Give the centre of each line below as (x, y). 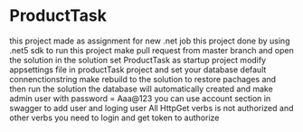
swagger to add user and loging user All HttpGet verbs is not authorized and (151, 108)
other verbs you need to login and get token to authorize (114, 118)
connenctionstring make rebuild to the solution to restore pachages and (143, 79)
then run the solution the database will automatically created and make (141, 89)
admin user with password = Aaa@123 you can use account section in (140, 98)
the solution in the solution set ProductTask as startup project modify (138, 60)
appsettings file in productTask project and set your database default (138, 70)
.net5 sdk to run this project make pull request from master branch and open (151, 50)
